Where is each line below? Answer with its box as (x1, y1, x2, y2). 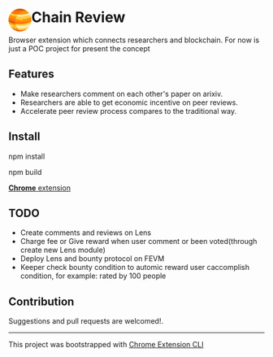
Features (8, 67, 54, 81)
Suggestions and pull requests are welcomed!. (8, 316, 164, 326)
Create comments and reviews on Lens (19, 228, 152, 237)
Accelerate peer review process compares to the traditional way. (19, 106, 237, 115)
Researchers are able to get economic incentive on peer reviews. (19, 98, 238, 107)
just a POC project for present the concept (8, 43, 150, 53)
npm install (8, 151, 45, 161)
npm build (8, 167, 42, 176)
